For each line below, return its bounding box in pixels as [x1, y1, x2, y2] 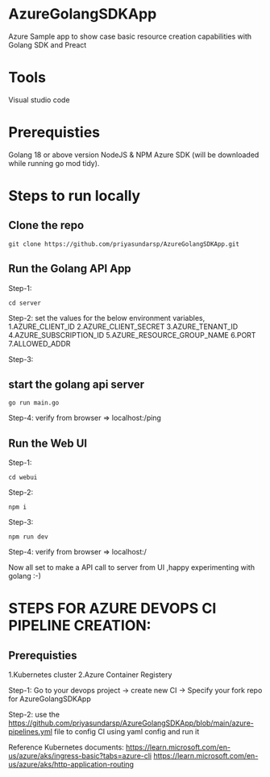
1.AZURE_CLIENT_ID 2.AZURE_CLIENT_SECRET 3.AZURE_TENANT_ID [8, 322, 239, 331]
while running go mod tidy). [8, 158, 100, 168]
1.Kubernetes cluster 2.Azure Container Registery [8, 670, 172, 679]
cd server [8, 299, 42, 307]
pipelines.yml [8, 727, 52, 737]
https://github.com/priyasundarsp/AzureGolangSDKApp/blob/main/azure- [8, 718, 254, 728]
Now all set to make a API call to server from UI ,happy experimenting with [8, 563, 255, 572]
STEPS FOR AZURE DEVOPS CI [8, 600, 217, 617]
